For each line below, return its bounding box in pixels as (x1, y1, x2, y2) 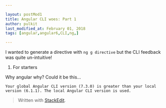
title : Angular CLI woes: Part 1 (5, 16, 77, 22)
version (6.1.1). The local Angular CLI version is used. (5, 88, 131, 94)
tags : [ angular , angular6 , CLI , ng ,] (5, 31, 79, 36)
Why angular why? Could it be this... (5, 74, 81, 80)
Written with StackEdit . (17, 97, 66, 103)
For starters (12, 64, 37, 70)
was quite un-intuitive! (5, 54, 53, 61)
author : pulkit (5, 21, 38, 26)
